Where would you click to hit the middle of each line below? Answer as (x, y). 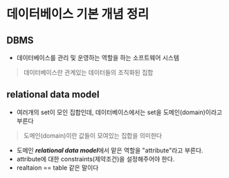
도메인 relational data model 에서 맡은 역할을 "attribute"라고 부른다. (110, 150)
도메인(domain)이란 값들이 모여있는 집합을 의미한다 (93, 135)
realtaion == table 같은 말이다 (57, 168)
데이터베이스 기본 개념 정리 (78, 14)
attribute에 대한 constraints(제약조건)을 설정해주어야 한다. (95, 159)
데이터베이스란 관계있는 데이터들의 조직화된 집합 (88, 72)
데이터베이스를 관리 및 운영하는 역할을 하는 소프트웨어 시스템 (98, 57)
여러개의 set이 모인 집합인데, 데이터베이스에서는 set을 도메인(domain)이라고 (119, 112)
